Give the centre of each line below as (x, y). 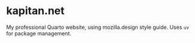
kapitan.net (35, 11)
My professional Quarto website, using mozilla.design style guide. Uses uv (98, 27)
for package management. (39, 33)
